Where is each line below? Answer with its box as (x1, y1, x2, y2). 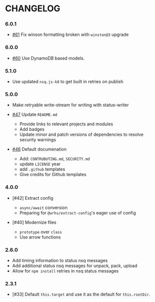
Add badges (19, 126, 45, 132)
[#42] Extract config (12, 195, 53, 201)
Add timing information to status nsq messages (12, 257, 108, 263)
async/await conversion (19, 205, 68, 211)
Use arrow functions (19, 234, 61, 240)
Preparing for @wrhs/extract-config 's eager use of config (19, 210, 136, 215)
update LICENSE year (19, 161, 61, 167)
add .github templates (19, 166, 65, 172)
